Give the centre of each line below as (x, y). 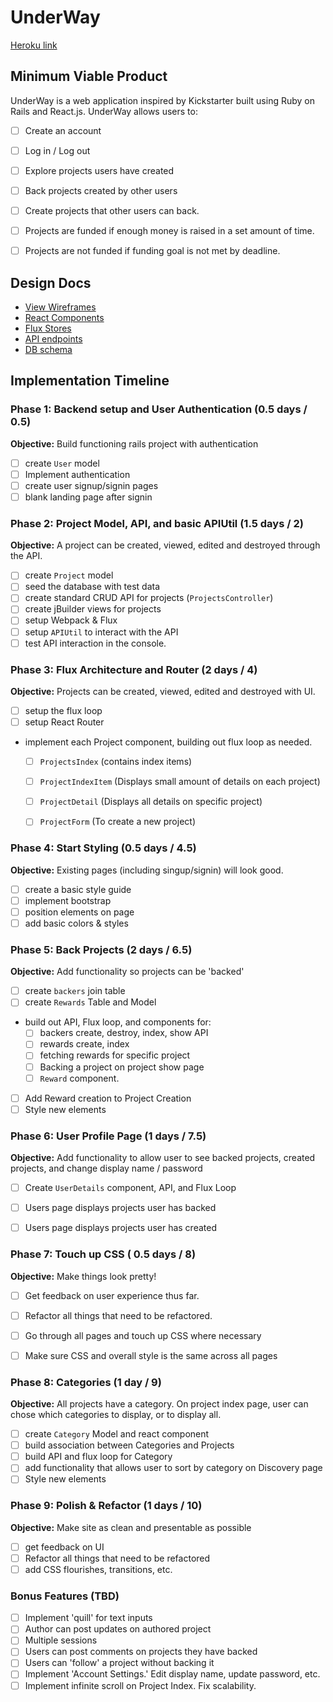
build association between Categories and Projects (129, 1445)
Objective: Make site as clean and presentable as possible (131, 1527)
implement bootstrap (68, 900)
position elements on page (79, 912)
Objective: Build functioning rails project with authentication (134, 443)
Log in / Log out (57, 150)
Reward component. (79, 1078)
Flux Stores (48, 328)
